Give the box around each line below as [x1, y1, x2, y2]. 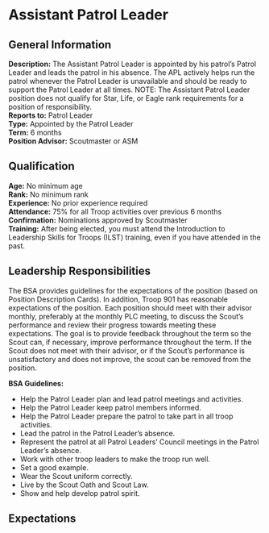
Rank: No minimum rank [8, 189, 89, 199]
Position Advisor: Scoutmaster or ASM [8, 136, 139, 146]
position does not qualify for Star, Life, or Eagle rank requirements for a [8, 94, 244, 102]
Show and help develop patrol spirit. [19, 488, 140, 498]
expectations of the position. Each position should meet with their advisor [8, 302, 252, 312]
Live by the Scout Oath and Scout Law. [19, 480, 149, 489]
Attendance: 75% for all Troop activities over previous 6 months [8, 206, 222, 216]
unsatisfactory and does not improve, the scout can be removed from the [8, 354, 251, 364]
